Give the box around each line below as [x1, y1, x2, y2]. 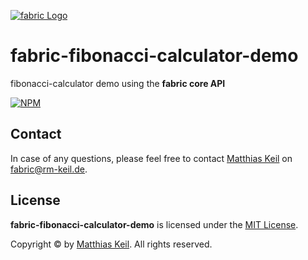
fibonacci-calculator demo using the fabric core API [10, 77, 226, 89]
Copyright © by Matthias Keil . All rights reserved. [10, 238, 213, 250]
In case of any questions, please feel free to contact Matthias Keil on [10, 152, 293, 164]
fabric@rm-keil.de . [10, 163, 88, 175]
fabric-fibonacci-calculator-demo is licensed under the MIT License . [10, 218, 299, 230]
